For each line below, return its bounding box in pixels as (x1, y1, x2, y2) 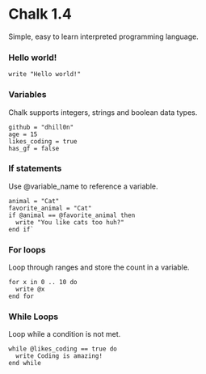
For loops (8, 244, 46, 255)
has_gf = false (8, 144, 60, 152)
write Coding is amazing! (15, 352, 103, 360)
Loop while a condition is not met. (8, 329, 121, 339)
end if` (8, 225, 35, 233)
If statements (8, 163, 62, 174)
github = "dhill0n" (8, 123, 74, 131)
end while (8, 359, 42, 368)
